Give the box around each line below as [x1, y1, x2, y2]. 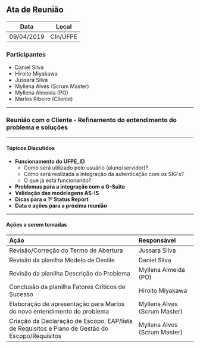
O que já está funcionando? [23, 177, 92, 184]
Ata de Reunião [6, 5, 64, 15]
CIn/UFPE [50, 32, 77, 40]
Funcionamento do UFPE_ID [14, 158, 85, 165]
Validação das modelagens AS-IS [14, 189, 99, 196]
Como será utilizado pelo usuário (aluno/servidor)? [23, 164, 149, 171]
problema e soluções [6, 123, 68, 131]
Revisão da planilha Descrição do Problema [9, 269, 130, 277]
